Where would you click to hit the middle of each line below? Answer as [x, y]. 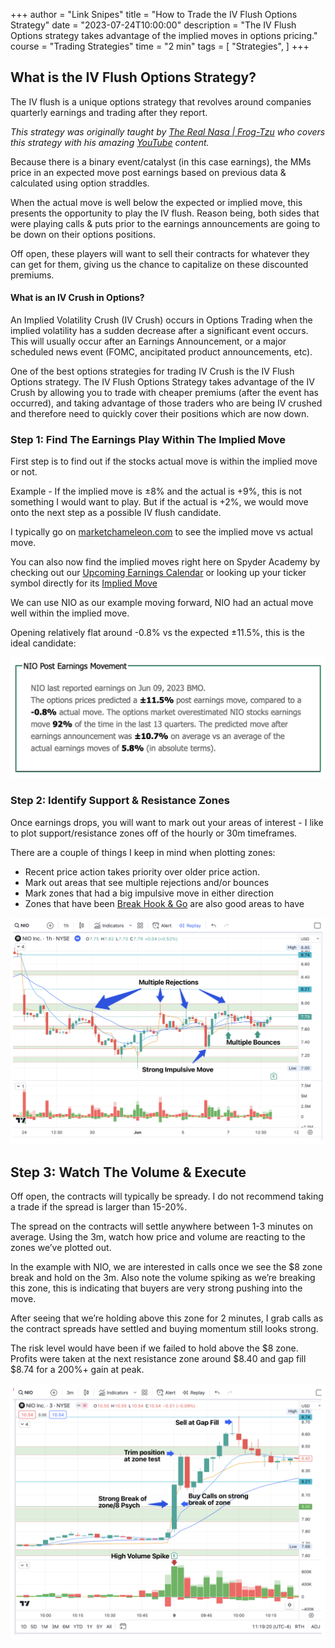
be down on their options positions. [83, 234]
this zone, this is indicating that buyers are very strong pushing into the [156, 1288]
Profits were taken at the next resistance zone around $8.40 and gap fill [158, 1359]
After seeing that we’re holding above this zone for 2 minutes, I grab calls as [167, 1318]
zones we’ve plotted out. [61, 1248]
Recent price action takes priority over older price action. [142, 871]
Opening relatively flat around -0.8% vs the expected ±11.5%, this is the [157, 633]
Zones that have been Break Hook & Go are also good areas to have [164, 903]
